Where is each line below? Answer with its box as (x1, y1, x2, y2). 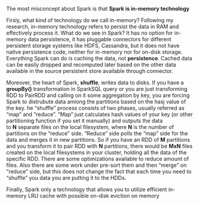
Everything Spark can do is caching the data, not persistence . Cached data (6, 55, 192, 62)
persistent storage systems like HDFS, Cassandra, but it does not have (6, 42, 180, 49)
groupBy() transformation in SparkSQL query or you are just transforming (6, 85, 188, 92)
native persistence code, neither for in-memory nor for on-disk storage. (6, 48, 183, 56)
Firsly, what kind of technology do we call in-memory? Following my (6, 17, 174, 23)
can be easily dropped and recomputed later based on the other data (6, 61, 176, 68)
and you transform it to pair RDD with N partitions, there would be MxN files (6, 143, 193, 149)
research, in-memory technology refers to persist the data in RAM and (6, 23, 179, 30)
